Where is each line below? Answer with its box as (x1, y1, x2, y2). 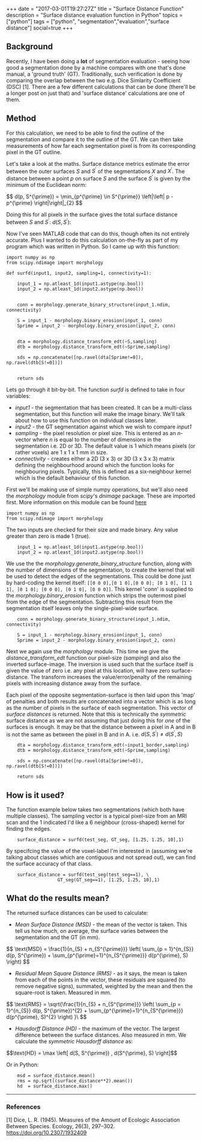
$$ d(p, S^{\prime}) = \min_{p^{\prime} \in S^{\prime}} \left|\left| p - (6, 192, 174, 200)
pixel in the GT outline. (6, 148, 62, 156)
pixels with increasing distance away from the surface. (6, 679, 142, 687)
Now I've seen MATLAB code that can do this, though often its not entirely (6, 230, 190, 237)
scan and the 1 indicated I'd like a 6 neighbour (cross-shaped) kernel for (6, 819, 185, 826)
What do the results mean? (6, 893, 109, 903)
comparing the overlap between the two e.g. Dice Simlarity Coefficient (6, 76, 181, 84)
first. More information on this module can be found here (6, 498, 147, 505)
